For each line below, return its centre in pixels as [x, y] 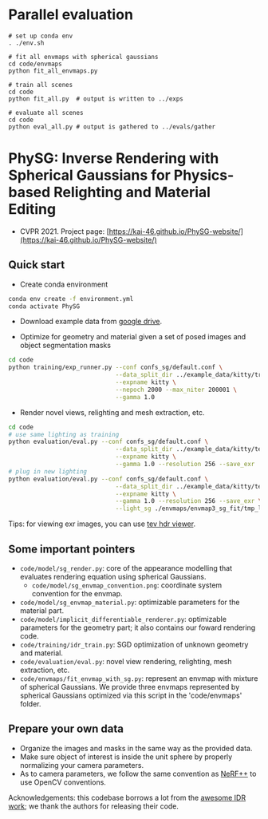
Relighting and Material [132, 192]
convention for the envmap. [77, 593]
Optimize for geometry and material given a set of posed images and [133, 337]
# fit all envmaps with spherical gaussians [83, 57]
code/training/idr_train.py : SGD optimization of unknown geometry [134, 645]
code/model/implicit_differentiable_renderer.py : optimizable [123, 619]
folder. [30, 704]
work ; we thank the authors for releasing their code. [94, 806]
